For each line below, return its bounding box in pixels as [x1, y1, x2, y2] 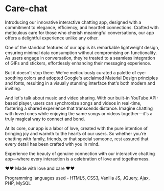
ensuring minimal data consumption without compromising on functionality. [5, 50, 157, 56]
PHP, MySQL [5, 180, 31, 186]
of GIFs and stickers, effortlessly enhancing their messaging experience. [5, 60, 152, 66]
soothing [5, 75, 23, 81]
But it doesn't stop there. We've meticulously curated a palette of [5, 69, 136, 75]
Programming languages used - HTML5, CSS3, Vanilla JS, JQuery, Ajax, [5, 175, 150, 181]
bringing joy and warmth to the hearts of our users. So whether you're [5, 130, 146, 136]
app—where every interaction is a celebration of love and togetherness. [5, 156, 150, 161]
